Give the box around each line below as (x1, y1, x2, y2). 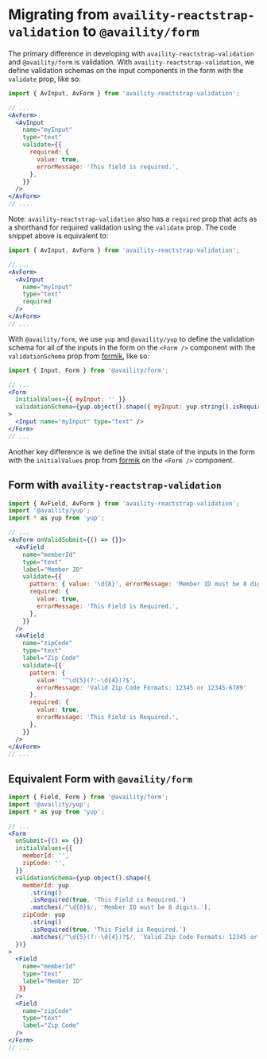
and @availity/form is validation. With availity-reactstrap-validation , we (8, 57, 255, 67)
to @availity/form (82, 22, 200, 41)
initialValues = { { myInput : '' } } (15, 396, 126, 404)
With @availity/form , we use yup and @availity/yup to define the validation (8, 334, 255, 343)
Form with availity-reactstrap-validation (8, 478, 222, 492)
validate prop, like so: (8, 74, 81, 83)
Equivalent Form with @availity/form (8, 772, 193, 786)
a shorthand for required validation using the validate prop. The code (8, 222, 237, 232)
